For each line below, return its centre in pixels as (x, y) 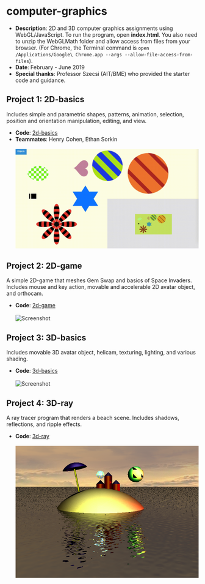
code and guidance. (40, 80)
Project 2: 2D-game (44, 265)
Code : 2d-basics (36, 132)
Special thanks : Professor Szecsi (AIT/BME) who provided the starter (103, 73)
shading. (17, 359)
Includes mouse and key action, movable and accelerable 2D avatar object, (101, 287)
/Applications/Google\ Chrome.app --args (68, 54)
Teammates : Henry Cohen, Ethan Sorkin (66, 139)
